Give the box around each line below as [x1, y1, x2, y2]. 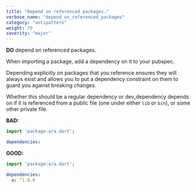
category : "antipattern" [6, 19, 67, 25]
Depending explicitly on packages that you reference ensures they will [6, 69, 177, 76]
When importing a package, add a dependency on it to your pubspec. [6, 58, 175, 65]
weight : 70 [6, 25, 33, 31]
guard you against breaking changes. [6, 82, 97, 89]
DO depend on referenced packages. [6, 46, 97, 53]
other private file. [6, 106, 48, 113]
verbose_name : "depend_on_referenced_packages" [6, 14, 125, 20]
